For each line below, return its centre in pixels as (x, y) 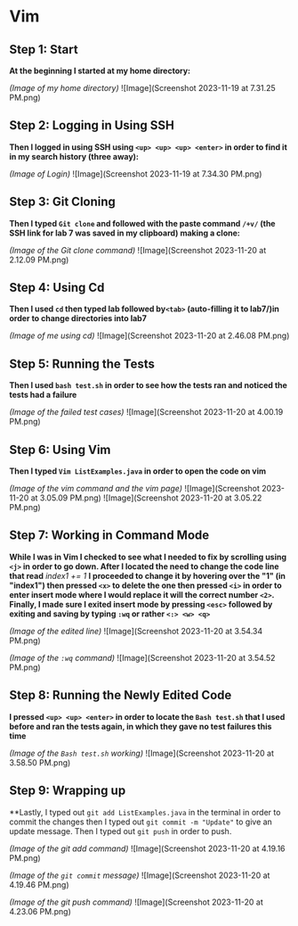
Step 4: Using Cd (57, 288)
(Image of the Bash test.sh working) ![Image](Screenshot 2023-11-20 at (141, 753)
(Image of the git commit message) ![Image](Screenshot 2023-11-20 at (140, 875)
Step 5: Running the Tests (82, 364)
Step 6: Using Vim (60, 449)
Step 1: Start (44, 50)
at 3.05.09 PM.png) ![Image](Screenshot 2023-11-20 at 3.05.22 (146, 498)
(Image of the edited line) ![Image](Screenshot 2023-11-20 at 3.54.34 (136, 631)
